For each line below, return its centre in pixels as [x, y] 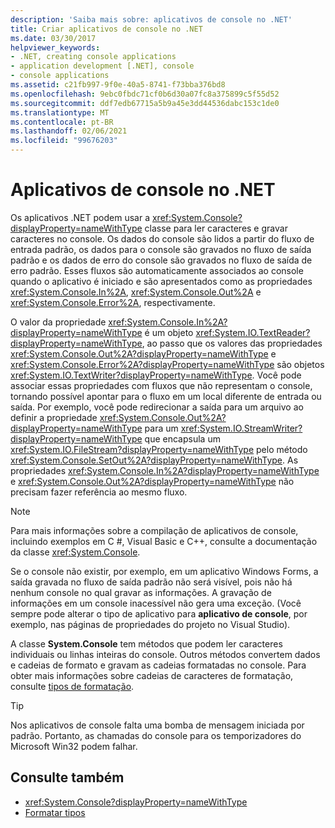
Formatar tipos [55, 812]
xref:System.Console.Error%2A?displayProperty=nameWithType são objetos [167, 364]
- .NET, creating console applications [93, 57]
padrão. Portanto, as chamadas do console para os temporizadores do [156, 735]
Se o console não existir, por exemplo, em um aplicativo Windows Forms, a [164, 571]
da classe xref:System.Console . [75, 552]
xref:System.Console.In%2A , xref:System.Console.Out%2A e [136, 292]
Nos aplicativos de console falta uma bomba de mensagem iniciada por [157, 725]
